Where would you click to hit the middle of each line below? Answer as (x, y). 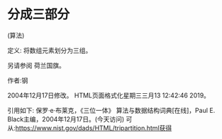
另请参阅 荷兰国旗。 (36, 65)
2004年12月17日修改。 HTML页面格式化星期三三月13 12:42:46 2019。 (109, 95)
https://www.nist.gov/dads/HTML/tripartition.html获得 (94, 128)
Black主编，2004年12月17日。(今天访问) (66, 119)
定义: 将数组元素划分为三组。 (50, 50)
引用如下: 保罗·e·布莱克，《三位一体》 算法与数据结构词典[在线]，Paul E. (111, 110)
